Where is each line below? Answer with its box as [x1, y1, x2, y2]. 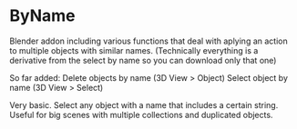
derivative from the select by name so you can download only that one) [9, 55, 277, 65]
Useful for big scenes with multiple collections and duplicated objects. [9, 109, 273, 120]
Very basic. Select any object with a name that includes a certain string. [9, 99, 279, 110]
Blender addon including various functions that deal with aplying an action [9, 35, 289, 46]
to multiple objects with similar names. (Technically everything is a [9, 45, 259, 55]
